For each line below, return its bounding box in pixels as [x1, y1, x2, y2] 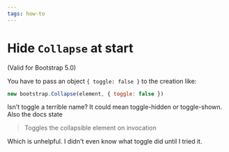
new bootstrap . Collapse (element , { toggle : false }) [7, 90, 164, 98]
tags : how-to [7, 10, 45, 17]
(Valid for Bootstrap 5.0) [7, 63, 77, 72]
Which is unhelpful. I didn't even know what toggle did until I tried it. [7, 137, 202, 146]
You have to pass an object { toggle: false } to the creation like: [7, 77, 197, 85]
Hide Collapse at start [7, 40, 134, 56]
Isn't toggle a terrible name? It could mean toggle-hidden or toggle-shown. [7, 102, 223, 112]
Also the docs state [7, 110, 63, 119]
